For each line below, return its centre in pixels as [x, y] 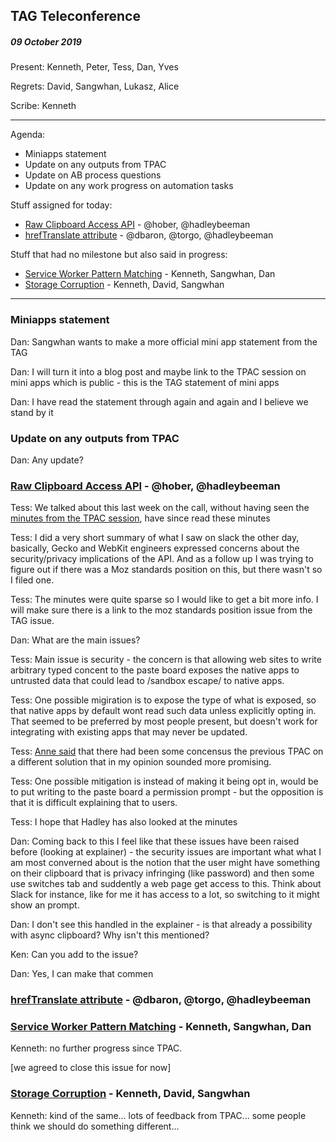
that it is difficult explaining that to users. [94, 803]
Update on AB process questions [93, 175]
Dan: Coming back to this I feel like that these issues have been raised [155, 841]
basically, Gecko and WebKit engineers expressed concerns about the [155, 548]
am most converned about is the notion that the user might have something [165, 863]
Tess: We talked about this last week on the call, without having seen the [160, 508]
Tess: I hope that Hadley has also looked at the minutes [124, 822]
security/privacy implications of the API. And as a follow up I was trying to [162, 559]
